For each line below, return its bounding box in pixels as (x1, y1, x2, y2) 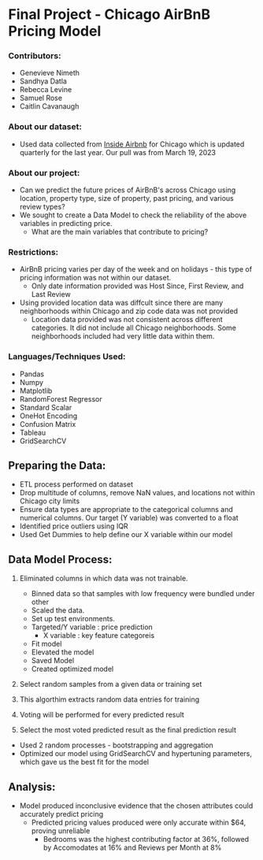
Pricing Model (8, 22, 102, 40)
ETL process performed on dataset (19, 480, 134, 489)
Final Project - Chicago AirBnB (8, 6, 211, 24)
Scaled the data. (31, 606, 85, 615)
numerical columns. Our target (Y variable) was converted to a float (19, 513, 239, 523)
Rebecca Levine (19, 85, 72, 95)
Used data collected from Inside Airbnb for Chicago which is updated (19, 139, 245, 149)
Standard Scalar (19, 402, 72, 412)
